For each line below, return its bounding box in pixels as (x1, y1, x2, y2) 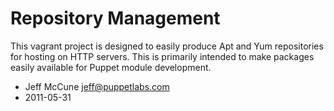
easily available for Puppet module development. (10, 61, 212, 73)
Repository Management (10, 7, 221, 30)
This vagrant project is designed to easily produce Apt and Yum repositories (10, 40, 324, 52)
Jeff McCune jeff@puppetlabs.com (24, 80, 170, 92)
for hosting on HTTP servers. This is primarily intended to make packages (10, 50, 315, 62)
